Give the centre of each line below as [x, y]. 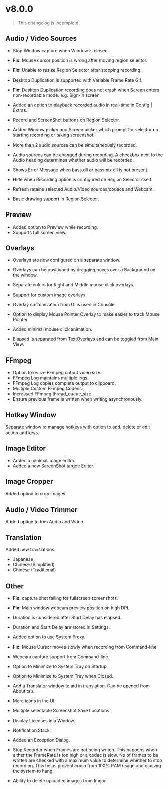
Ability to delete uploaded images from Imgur [59, 781]
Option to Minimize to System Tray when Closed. [63, 676]
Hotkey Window [31, 415]
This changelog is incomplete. [49, 23]
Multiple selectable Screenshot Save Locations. [61, 711]
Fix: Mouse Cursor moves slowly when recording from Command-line [85, 647]
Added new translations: [30, 550]
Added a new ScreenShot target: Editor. [53, 466]
